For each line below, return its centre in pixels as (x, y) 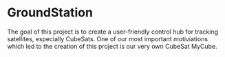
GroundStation (50, 13)
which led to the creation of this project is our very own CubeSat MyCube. (112, 46)
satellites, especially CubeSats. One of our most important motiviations (108, 38)
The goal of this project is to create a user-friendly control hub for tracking (113, 32)
